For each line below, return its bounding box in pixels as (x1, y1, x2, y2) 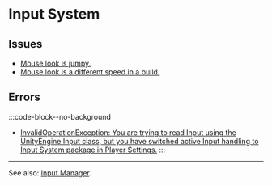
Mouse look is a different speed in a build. (19, 67, 160, 77)
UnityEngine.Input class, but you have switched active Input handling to (19, 136, 259, 146)
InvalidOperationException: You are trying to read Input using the (19, 127, 236, 137)
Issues (8, 37, 43, 51)
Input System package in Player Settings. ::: (19, 145, 166, 154)
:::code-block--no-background (8, 112, 112, 121)
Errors (8, 91, 40, 104)
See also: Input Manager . (8, 167, 91, 178)
